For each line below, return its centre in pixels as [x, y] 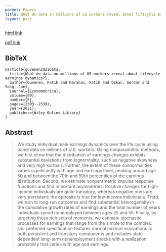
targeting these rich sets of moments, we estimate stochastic [79, 218]
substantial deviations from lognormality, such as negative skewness [87, 160]
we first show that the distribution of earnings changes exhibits [81, 155]
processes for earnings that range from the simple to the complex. [85, 223]
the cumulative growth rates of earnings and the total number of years [89, 207]
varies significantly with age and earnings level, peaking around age [86, 171]
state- [139, 234]
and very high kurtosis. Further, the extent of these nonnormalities [84, 165]
